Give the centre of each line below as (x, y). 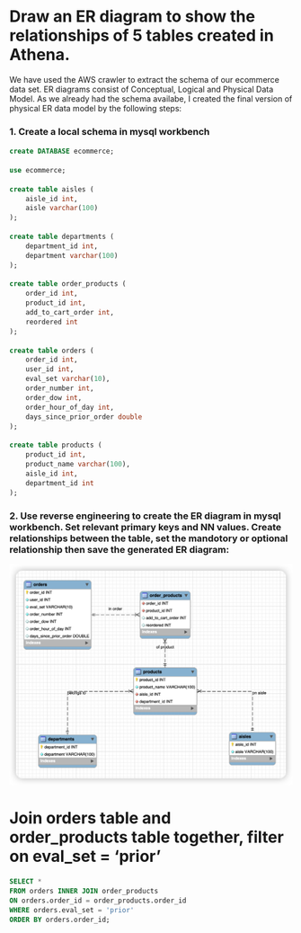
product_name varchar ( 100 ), (78, 465)
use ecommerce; (38, 170)
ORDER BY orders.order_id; (60, 920)
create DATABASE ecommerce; (62, 151)
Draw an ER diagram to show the (133, 17)
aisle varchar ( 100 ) (62, 209)
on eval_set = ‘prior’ (85, 857)
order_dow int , (54, 397)
